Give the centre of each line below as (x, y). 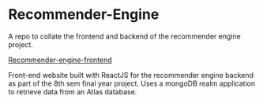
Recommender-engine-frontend (60, 60)
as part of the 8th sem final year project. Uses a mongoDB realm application (131, 83)
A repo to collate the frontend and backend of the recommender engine (124, 36)
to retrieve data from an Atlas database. (73, 91)
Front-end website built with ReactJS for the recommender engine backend (131, 75)
